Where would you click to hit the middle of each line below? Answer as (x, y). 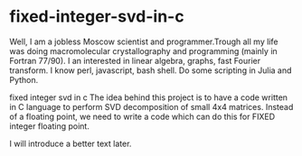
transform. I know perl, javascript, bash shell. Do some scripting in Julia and (151, 70)
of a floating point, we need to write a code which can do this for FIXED (142, 116)
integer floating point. (50, 126)
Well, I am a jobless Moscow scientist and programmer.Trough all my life (144, 41)
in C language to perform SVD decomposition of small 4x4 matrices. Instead (151, 106)
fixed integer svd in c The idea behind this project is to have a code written (148, 97)
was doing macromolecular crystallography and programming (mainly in (143, 50)
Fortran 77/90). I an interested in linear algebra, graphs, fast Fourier (135, 60)
